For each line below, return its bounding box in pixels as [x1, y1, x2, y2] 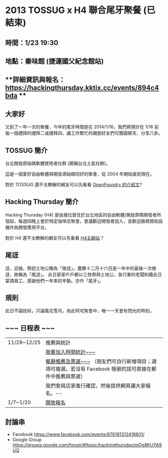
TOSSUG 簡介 [5, 146, 48, 155]
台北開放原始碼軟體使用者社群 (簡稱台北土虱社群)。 [5, 160, 111, 166]
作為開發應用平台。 [9, 224, 49, 230]
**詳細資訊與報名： [5, 75, 65, 84]
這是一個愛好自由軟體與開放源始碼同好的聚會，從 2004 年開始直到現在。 [5, 171, 155, 177]
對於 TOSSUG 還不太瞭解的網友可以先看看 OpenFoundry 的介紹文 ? [5, 181, 142, 187]
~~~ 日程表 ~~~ [5, 324, 55, 332]
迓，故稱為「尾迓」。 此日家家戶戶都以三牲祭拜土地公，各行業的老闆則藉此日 [5, 271, 162, 277]
